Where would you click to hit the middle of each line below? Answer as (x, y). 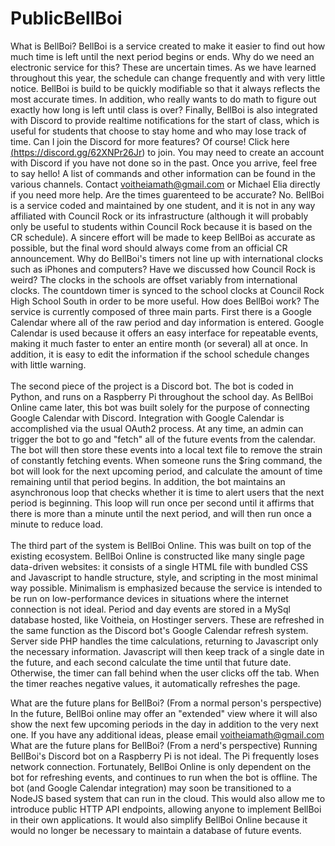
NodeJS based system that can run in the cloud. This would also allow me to (168, 798)
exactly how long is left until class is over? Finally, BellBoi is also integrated (164, 109)
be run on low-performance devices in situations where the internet (149, 598)
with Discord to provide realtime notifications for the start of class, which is (165, 120)
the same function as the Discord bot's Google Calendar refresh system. (159, 630)
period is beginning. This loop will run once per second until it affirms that (162, 503)
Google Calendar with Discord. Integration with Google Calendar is (147, 418)
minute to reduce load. (57, 524)
